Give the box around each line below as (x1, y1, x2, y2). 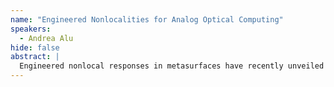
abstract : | (10, 52, 60, 62)
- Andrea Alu (19, 33, 74, 43)
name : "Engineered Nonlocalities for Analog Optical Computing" (10, 14, 284, 25)
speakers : (10, 24, 52, 34)
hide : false (10, 42, 60, 53)
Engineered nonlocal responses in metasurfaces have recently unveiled (19, 61, 325, 71)
